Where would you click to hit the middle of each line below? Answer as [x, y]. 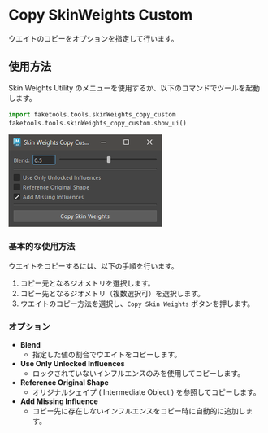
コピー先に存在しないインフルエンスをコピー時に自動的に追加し [139, 411]
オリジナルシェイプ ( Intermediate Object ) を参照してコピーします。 [147, 392]
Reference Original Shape [65, 383]
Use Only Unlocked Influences [72, 364]
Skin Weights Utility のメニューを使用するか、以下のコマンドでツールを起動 [134, 88]
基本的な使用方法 [42, 247]
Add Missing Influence [59, 401]
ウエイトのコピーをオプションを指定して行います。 [93, 38]
